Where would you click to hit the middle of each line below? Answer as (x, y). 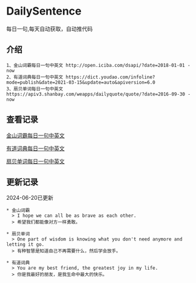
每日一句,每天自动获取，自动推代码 (50, 29)
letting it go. (25, 245)
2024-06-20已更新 (30, 198)
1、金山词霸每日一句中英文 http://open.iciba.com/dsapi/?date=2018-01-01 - (98, 65)
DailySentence (44, 11)
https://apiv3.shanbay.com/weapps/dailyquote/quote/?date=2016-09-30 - (98, 94)
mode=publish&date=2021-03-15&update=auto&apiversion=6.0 (81, 82)
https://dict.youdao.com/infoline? (110, 77)
